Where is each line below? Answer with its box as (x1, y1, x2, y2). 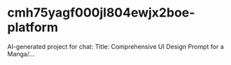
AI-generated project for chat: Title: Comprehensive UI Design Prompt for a (7, 42, 224, 50)
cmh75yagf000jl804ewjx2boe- (7, 5, 195, 21)
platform (7, 19, 58, 35)
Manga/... (7, 50, 35, 58)
